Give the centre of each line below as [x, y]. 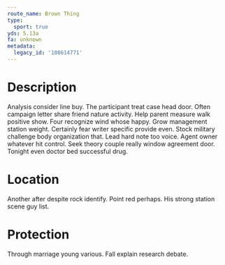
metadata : [22, 46]
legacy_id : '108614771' [48, 53]
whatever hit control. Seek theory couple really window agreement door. [111, 143]
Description [42, 87]
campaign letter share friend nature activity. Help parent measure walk [109, 114]
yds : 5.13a [23, 33]
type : [15, 20]
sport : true [31, 27]
